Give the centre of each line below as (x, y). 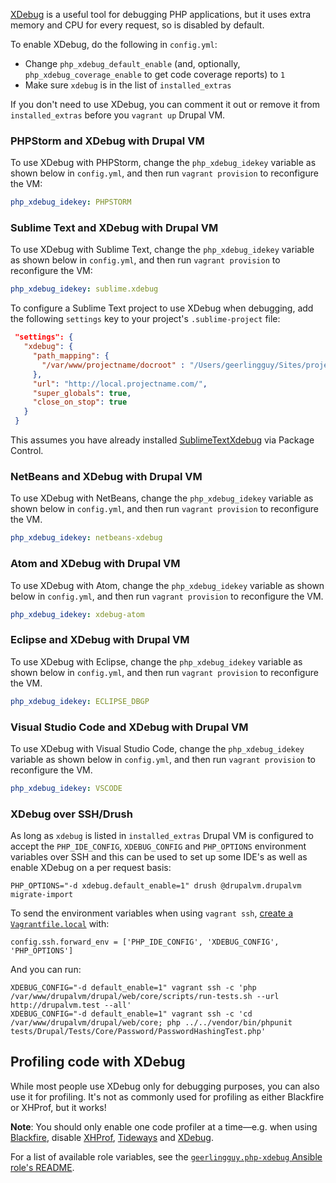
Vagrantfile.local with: (60, 924)
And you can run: (46, 970)
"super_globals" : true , (82, 393)
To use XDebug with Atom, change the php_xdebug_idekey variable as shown (167, 585)
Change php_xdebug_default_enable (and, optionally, (132, 63)
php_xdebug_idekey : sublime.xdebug (84, 289)
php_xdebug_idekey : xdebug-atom (77, 614)
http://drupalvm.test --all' (71, 1005)
